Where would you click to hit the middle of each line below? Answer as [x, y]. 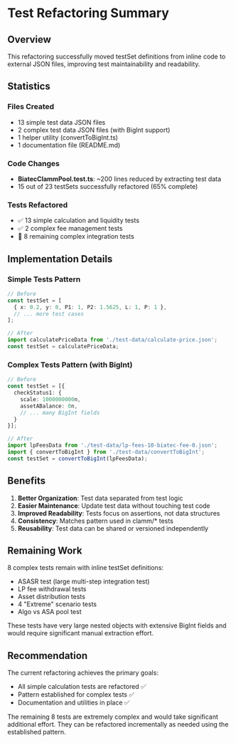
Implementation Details [60, 259]
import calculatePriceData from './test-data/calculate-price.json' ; [113, 340]
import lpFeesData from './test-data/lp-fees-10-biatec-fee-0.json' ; [113, 446]
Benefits [27, 481]
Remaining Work [45, 550]
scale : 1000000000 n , [50, 399]
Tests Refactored [38, 204]
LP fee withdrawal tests [52, 589]
